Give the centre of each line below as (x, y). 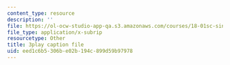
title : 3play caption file (46, 45)
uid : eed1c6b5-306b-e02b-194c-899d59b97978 (70, 51)
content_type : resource (41, 13)
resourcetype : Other (37, 39)
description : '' (30, 20)
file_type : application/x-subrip (55, 32)
